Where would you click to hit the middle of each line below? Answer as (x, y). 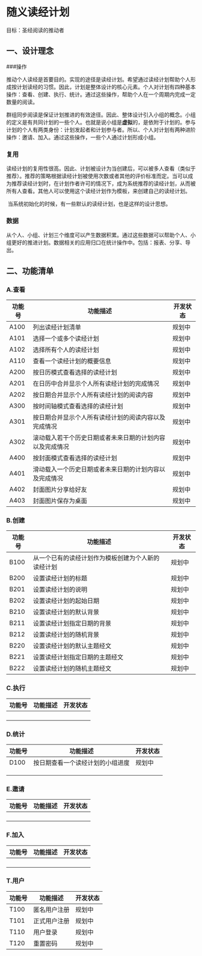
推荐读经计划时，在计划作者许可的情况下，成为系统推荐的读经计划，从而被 (103, 183)
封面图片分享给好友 (60, 489)
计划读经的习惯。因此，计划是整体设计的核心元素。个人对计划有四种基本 (106, 87)
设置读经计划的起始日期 (66, 601)
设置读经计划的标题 (60, 578)
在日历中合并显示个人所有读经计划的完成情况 (96, 384)
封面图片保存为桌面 (60, 501)
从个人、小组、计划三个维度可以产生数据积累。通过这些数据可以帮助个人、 (98, 235)
